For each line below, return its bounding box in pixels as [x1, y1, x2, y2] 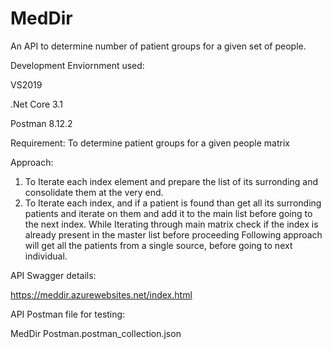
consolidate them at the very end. [24, 186, 164, 198]
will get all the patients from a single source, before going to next [24, 239, 293, 251]
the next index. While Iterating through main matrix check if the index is [24, 218, 319, 230]
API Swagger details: [10, 269, 97, 281]
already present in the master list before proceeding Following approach [24, 228, 323, 241]
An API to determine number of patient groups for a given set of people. [10, 40, 307, 52]
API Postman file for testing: [10, 308, 126, 320]
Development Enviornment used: [10, 59, 145, 71]
